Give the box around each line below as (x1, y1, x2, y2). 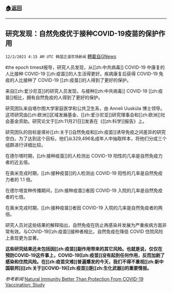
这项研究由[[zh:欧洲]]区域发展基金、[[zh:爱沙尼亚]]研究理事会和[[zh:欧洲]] (5, 112, 161, 118)
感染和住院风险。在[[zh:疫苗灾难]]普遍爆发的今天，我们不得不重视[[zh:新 (5, 259, 160, 265)
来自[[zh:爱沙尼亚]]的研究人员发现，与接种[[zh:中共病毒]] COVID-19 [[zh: (5, 88, 159, 94)
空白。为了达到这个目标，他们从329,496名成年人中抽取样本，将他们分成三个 (5, 135, 167, 142)
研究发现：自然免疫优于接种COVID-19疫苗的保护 (5, 29, 159, 38)
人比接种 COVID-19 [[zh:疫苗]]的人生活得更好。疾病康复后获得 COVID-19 (5, 71, 158, 77)
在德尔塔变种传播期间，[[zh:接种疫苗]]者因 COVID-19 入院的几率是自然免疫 (5, 187, 163, 193)
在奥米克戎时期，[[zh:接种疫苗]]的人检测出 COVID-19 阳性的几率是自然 (5, 170, 154, 177)
